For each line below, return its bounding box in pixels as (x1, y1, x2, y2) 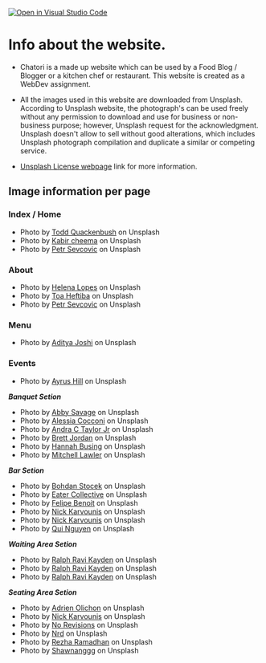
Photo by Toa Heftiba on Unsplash (19, 291, 134, 300)
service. (19, 145, 47, 156)
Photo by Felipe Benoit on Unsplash (19, 498, 138, 507)
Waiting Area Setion (8, 539, 78, 549)
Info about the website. (8, 36, 166, 54)
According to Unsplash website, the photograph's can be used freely (19, 103, 249, 112)
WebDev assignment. (19, 79, 91, 88)
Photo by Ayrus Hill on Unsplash (19, 376, 127, 385)
